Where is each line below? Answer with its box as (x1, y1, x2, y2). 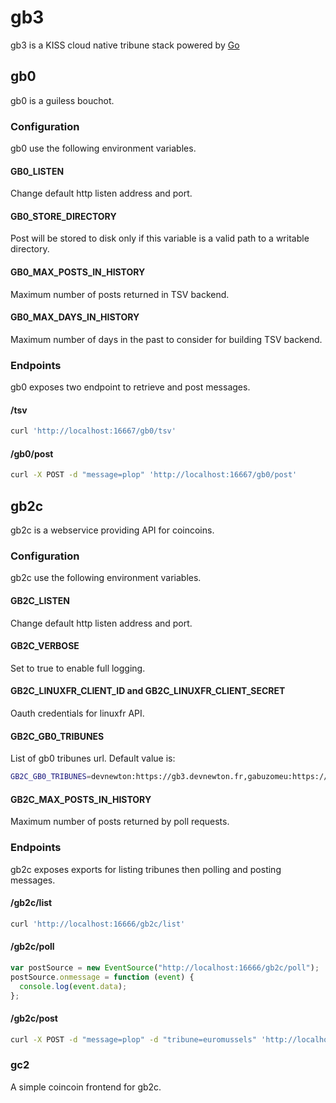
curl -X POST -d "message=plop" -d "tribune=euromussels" (10, 1034, 257, 1045)
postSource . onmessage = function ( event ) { (10, 972, 195, 982)
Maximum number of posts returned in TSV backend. (10, 288, 230, 300)
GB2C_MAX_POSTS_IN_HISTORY (10, 793, 152, 805)
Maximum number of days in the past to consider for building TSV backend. (10, 333, 323, 345)
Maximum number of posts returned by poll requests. (10, 816, 230, 828)
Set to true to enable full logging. (10, 662, 146, 674)
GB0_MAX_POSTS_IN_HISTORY (10, 266, 146, 278)
